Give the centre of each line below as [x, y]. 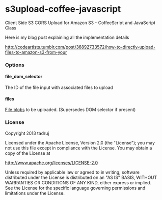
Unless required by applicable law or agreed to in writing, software [72, 172]
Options [15, 65]
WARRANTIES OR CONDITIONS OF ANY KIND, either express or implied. [78, 182]
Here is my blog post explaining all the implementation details [67, 37]
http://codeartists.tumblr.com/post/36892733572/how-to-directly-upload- [80, 47]
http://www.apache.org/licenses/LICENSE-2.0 [52, 163]
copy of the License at [28, 153]
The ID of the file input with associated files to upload [59, 87]
